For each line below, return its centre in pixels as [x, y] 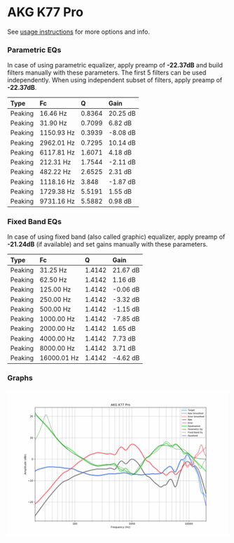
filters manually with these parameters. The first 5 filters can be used [107, 73]
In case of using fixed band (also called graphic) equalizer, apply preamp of [116, 237]
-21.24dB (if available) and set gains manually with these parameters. [108, 244]
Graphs [20, 378]
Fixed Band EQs [34, 221]
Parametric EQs [34, 50]
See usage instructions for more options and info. [79, 32]
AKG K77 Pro [46, 12]
